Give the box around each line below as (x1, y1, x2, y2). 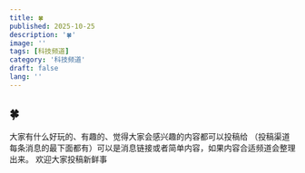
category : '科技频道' (9, 55, 86, 64)
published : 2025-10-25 (9, 22, 95, 31)
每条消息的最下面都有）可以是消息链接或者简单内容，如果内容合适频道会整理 (9, 142, 296, 153)
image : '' (9, 38, 47, 48)
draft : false (9, 64, 59, 73)
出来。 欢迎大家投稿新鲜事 (9, 153, 107, 164)
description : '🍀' (9, 30, 76, 39)
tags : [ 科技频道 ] (9, 47, 70, 56)
